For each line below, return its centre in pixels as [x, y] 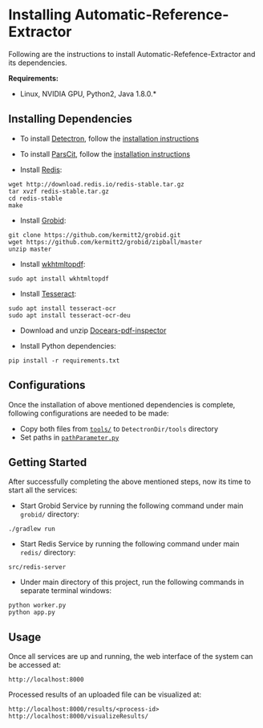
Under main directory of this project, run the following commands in [132, 582]
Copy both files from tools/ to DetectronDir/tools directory [119, 428]
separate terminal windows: [66, 591]
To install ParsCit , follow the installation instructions [105, 153]
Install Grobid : [43, 220]
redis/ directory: [48, 553]
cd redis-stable [35, 198]
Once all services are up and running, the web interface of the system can [131, 656]
